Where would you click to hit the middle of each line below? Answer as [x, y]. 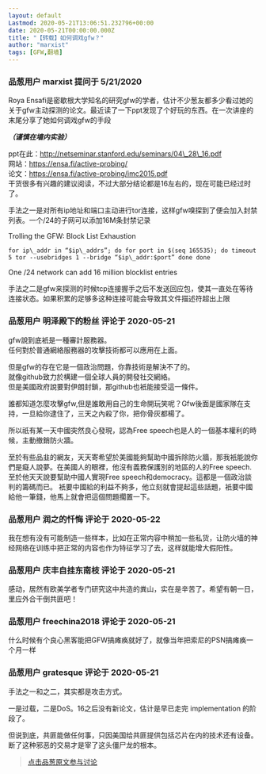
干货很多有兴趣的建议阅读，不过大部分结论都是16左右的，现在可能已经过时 [130, 184]
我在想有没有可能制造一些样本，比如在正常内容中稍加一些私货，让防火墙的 [129, 538]
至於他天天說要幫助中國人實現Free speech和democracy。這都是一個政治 [127, 477]
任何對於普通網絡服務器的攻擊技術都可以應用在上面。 [95, 350]
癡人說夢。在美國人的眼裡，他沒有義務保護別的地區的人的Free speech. [137, 467]
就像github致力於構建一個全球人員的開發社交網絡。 [91, 377]
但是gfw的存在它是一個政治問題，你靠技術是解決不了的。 [101, 366]
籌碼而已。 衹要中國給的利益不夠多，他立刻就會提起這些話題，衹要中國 [137, 487]
